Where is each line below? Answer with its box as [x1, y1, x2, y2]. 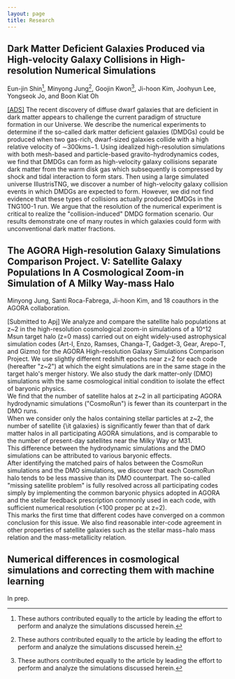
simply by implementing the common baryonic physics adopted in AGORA [7, 488, 220, 497]
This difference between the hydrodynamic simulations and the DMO [7, 444, 206, 452]
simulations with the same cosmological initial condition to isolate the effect [7, 376, 225, 385]
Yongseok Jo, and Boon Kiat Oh [7, 92, 99, 100]
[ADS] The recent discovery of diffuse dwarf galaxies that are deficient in [7, 105, 219, 114]
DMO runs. [7, 406, 38, 415]
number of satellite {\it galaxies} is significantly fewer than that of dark [7, 421, 210, 430]
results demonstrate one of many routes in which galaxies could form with [7, 217, 221, 225]
